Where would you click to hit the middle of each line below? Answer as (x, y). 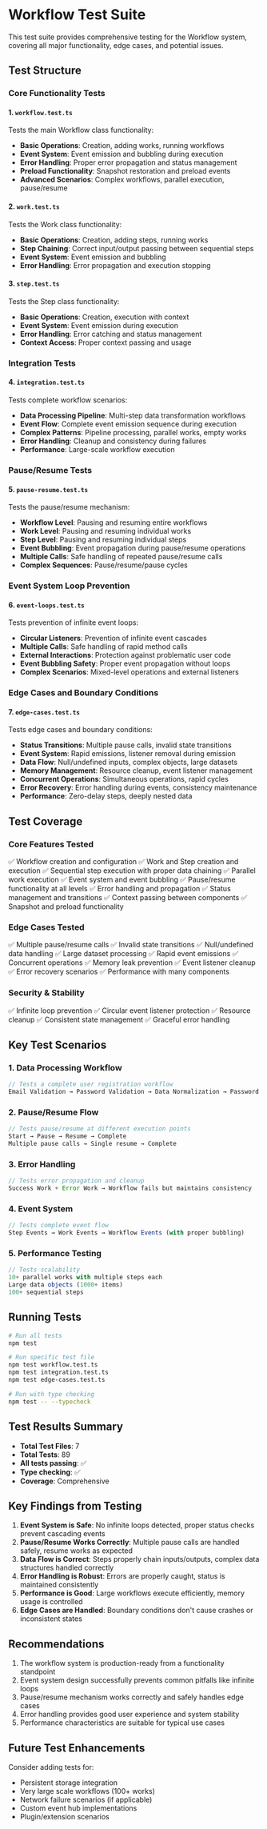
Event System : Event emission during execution (99, 325)
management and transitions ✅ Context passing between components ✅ (128, 898)
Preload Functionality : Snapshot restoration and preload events (125, 171)
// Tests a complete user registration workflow (91, 1085)
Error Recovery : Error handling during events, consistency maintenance (138, 788)
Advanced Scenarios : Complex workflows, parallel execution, (122, 180)
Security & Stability (47, 993)
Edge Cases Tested (47, 927)
